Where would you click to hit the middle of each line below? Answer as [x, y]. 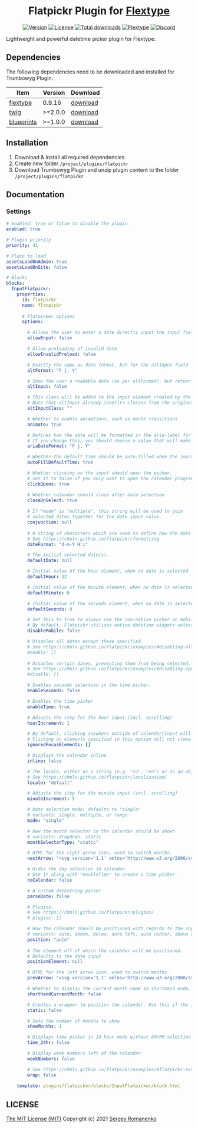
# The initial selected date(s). [68, 555]
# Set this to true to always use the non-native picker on [103, 620]
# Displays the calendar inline [67, 756]
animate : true [44, 425]
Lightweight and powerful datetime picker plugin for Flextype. [81, 38]
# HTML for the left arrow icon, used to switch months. [98, 972]
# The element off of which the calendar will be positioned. [105, 951]
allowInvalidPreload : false [62, 354]
